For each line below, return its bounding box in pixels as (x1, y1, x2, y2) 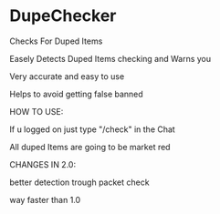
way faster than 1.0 (9, 194, 81, 205)
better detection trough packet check (9, 177, 150, 188)
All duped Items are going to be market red (9, 141, 171, 152)
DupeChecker (9, 5, 117, 26)
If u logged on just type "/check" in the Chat (9, 124, 175, 135)
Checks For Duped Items (9, 36, 103, 46)
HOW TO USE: (9, 106, 64, 117)
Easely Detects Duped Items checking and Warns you (9, 53, 212, 64)
